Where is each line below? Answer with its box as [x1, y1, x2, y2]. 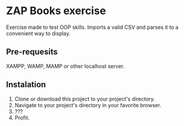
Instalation [6, 79, 46, 89]
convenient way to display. [6, 29, 71, 37]
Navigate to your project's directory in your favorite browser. [14, 101, 162, 108]
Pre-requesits [6, 47, 58, 57]
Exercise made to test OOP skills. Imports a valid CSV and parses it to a [6, 24, 179, 31]
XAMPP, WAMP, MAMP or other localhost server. [6, 62, 125, 69]
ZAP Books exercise [6, 4, 106, 18]
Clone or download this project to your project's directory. [14, 95, 155, 102]
